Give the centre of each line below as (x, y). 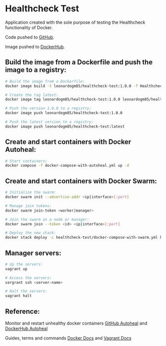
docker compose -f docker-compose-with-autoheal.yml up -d (67, 166)
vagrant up (16, 269)
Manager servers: (33, 253)
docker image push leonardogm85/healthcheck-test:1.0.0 (64, 113)
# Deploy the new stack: (31, 233)
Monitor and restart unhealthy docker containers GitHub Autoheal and (76, 323)
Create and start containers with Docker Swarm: (81, 181)
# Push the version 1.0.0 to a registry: (48, 108)
